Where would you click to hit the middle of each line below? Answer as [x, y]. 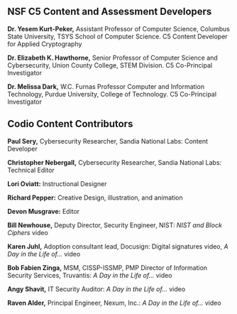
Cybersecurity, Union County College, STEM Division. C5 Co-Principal [110, 65]
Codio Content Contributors [70, 124]
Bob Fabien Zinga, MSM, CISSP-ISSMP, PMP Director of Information [108, 267]
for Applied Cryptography [45, 44]
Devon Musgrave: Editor [44, 211]
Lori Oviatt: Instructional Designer [57, 183]
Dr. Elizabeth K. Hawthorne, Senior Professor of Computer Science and [112, 58]
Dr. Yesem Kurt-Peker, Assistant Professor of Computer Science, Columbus [119, 28]
